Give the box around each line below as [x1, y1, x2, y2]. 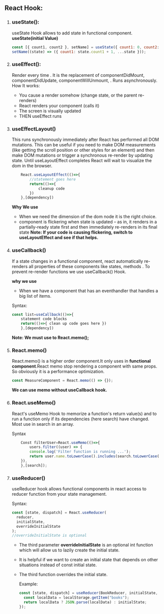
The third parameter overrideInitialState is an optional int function [19, 542, 153, 548]
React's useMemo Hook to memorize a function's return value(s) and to [11, 410, 157, 416]
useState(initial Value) [11, 35, 58, 41]
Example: [19, 581, 38, 587]
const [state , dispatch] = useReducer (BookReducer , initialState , [19, 591, 158, 596]
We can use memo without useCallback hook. [11, 387, 108, 393]
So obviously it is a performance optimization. [11, 369, 105, 375]
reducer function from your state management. [11, 491, 107, 497]
